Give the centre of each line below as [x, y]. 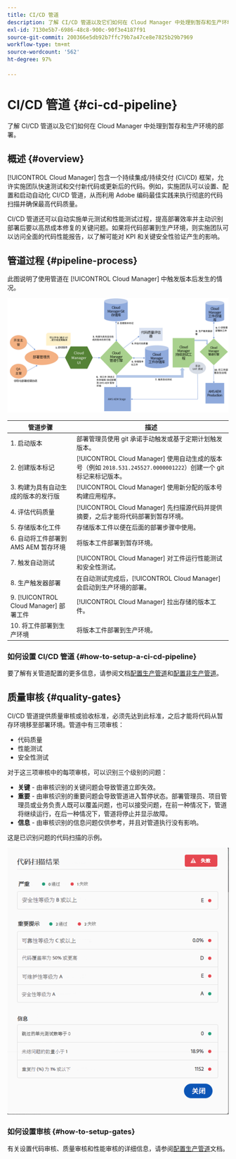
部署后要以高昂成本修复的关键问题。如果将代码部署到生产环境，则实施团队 [115, 227]
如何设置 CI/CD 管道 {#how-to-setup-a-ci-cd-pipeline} [102, 656]
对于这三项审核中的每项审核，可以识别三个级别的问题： [87, 772]
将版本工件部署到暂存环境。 [116, 543]
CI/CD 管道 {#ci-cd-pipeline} [92, 105]
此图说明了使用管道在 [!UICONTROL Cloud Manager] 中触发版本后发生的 [112, 279]
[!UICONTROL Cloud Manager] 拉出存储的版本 [143, 602]
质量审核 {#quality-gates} [64, 698]
